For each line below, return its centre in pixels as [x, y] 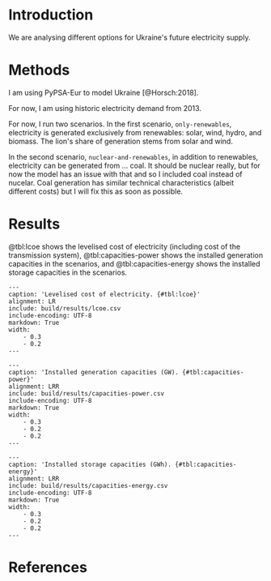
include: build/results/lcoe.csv [65, 308]
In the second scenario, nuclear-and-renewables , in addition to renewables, [133, 156]
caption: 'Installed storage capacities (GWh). [90, 464]
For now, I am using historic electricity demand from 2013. [105, 108]
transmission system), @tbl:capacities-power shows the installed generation [136, 255]
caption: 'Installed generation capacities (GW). [94, 372]
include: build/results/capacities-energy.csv [88, 485]
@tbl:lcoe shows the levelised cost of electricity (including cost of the [125, 246]
